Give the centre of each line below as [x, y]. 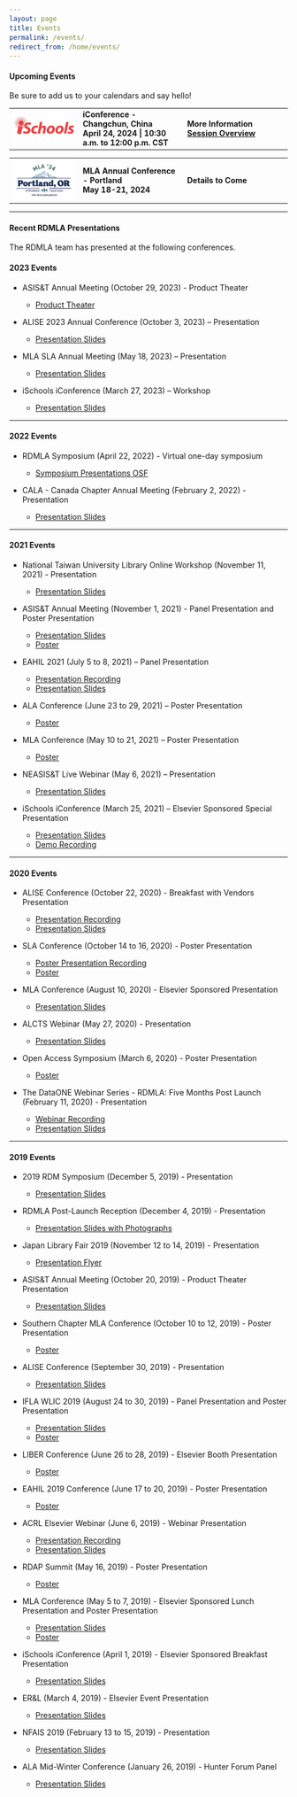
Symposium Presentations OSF [91, 473]
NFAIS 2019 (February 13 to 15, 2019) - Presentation [116, 1732]
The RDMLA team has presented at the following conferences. [122, 247]
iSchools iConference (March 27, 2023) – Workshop [116, 391]
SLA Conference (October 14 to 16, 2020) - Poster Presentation [137, 946]
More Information [220, 124]
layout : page [33, 19]
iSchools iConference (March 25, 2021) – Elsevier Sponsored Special [147, 808]
